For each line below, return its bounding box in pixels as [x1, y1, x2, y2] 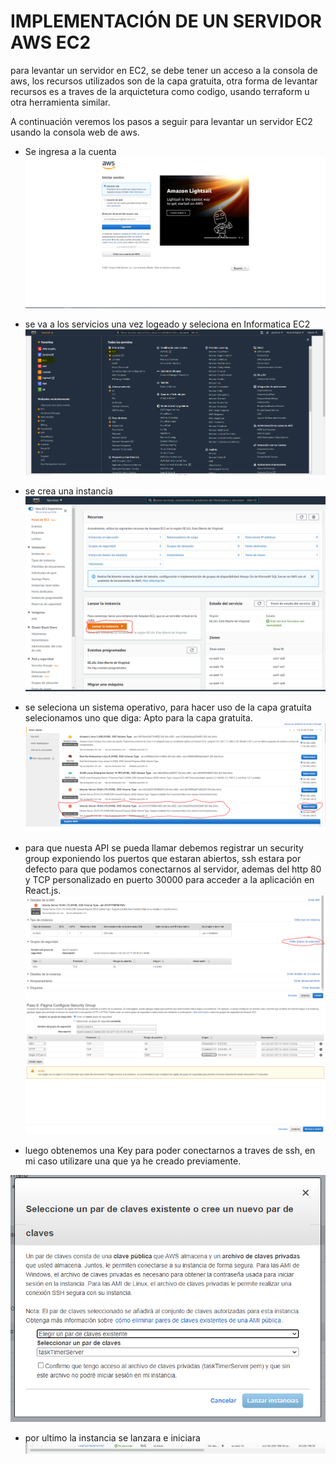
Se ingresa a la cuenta [24, 145, 117, 157]
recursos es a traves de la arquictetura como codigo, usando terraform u [10, 85, 310, 97]
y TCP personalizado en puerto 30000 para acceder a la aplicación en [24, 873, 315, 885]
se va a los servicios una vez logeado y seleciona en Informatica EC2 [24, 318, 311, 330]
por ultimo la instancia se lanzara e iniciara [24, 1432, 201, 1444]
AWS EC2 [10, 31, 92, 54]
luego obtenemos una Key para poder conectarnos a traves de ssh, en [24, 1144, 316, 1156]
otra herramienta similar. [10, 96, 111, 108]
